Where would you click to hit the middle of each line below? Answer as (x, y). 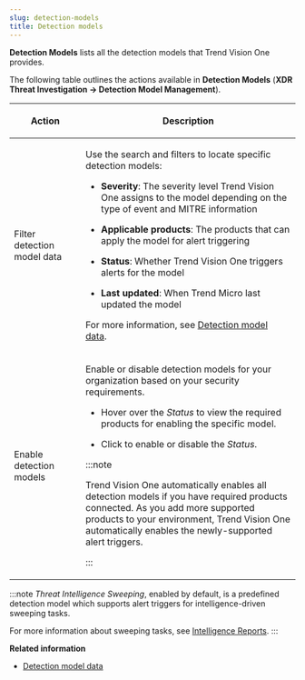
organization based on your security (162, 380)
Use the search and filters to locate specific (178, 154)
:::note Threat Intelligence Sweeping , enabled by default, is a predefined (144, 594)
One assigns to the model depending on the (194, 197)
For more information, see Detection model (177, 325)
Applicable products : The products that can (196, 229)
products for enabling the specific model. (189, 424)
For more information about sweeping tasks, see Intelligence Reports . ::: (144, 630)
